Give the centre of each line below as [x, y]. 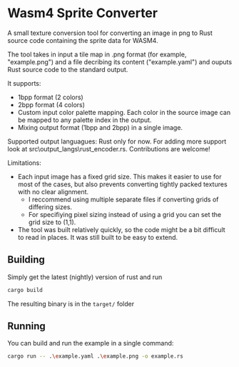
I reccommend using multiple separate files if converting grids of [123, 199]
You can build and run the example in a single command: [91, 343]
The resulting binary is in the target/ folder [71, 303]
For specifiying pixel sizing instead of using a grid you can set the [125, 214]
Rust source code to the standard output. [68, 69]
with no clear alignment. [53, 191]
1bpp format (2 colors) [50, 97]
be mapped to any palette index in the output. [85, 120]
